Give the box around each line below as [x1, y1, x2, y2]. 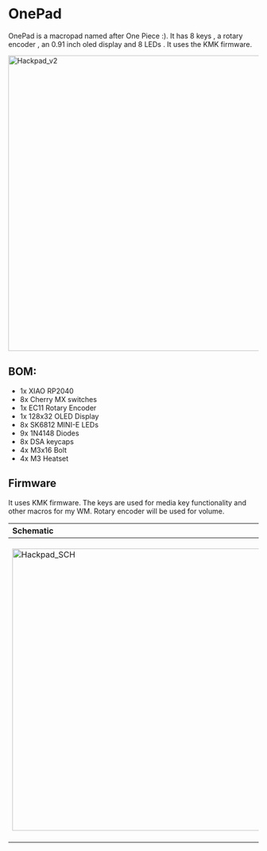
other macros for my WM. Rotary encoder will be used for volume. [8, 506, 225, 516]
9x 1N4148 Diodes [19, 428, 79, 438]
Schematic [12, 525, 54, 536]
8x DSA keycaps [19, 436, 74, 446]
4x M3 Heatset [19, 454, 69, 463]
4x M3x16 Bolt [19, 445, 68, 455]
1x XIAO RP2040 [19, 386, 74, 396]
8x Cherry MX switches [19, 394, 98, 404]
